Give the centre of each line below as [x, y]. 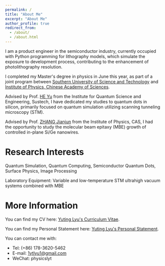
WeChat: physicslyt [32, 258]
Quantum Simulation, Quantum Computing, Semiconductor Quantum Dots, [81, 166]
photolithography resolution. [34, 66]
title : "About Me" [24, 14]
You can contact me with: [31, 238]
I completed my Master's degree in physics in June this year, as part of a [79, 76]
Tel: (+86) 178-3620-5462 [39, 248]
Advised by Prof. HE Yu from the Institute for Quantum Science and [73, 96]
